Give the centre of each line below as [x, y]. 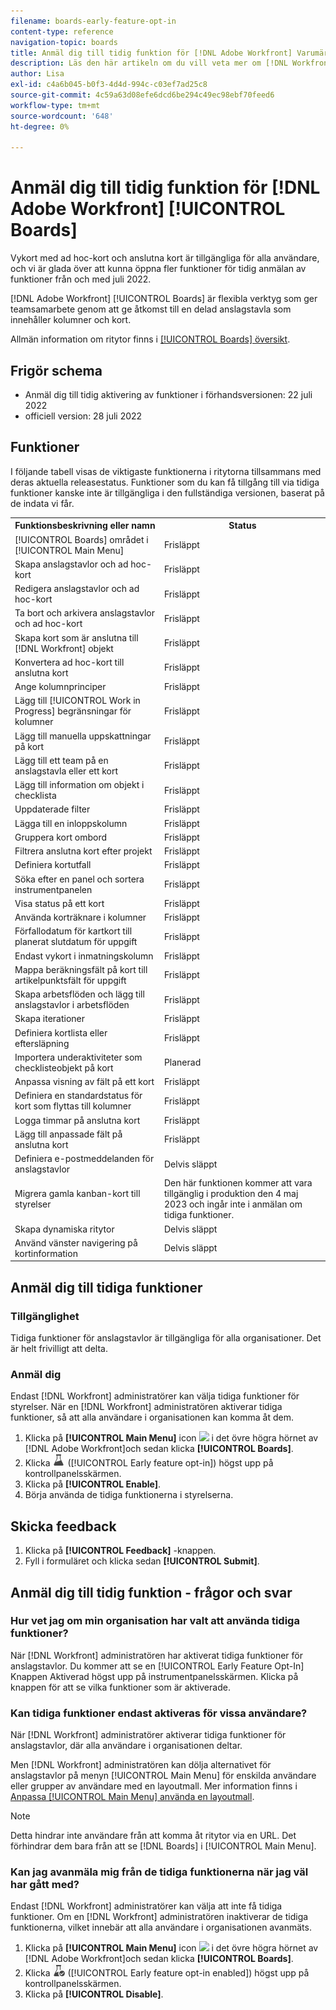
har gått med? [45, 1885]
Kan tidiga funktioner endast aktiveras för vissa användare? [159, 1713]
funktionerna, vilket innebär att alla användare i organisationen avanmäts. [161, 1927]
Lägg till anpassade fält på [68, 1134]
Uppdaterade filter [52, 809]
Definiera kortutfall [53, 865]
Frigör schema [56, 370]
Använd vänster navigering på [76, 1242]
